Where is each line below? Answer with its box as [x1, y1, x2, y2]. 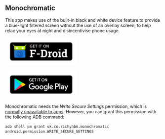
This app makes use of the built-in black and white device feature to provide [5, 17, 161, 23]
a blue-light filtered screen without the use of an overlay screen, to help [5, 22, 151, 28]
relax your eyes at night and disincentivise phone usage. [5, 27, 120, 34]
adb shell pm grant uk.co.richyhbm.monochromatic [5, 124, 110, 129]
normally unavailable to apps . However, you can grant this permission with [5, 108, 157, 114]
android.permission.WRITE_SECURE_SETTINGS [5, 129, 94, 134]
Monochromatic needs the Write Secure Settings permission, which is [5, 103, 147, 109]
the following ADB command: [5, 114, 65, 120]
